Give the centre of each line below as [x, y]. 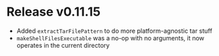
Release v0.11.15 [54, 12]
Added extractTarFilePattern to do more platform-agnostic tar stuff [114, 31]
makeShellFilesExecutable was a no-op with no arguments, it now [111, 38]
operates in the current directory [63, 45]
